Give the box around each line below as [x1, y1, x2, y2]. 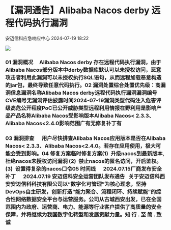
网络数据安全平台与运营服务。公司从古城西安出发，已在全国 [15, 195, 162, 203]
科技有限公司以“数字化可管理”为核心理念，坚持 [31, 180, 147, 187]
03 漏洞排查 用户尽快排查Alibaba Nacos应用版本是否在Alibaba [5, 134, 166, 141]
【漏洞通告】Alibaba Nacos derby [5, 5, 150, 16]
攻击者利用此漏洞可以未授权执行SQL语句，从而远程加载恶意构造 [5, 74, 162, 81]
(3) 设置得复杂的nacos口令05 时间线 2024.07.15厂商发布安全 [5, 165, 162, 172]
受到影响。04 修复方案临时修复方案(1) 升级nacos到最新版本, [15, 150, 164, 157]
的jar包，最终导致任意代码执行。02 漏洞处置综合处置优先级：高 [5, 81, 161, 89]
